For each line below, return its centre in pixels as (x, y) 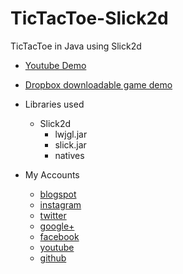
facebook (59, 236)
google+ (57, 226)
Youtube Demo (55, 65)
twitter (53, 215)
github (53, 258)
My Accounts (52, 174)
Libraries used (54, 104)
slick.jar (70, 144)
